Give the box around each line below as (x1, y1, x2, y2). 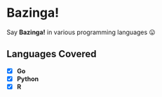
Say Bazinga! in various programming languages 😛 (6, 28, 156, 36)
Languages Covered (6, 48, 97, 60)
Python (16, 75, 39, 83)
